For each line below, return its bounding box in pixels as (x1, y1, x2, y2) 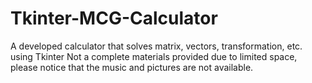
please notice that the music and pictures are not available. (10, 61, 254, 73)
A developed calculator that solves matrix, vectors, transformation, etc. (10, 40, 303, 52)
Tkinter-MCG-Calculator (10, 7, 218, 30)
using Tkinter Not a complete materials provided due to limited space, (10, 50, 298, 62)
